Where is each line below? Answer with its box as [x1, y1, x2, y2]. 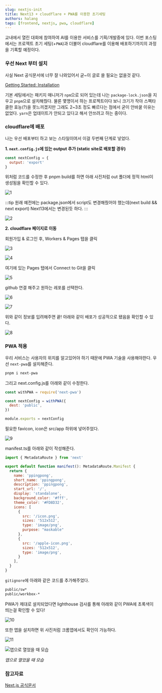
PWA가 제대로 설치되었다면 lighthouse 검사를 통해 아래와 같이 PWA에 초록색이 [5, 601, 154, 607]
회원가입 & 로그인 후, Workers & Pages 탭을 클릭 [5, 236, 98, 242]
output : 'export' [9, 160, 45, 165]
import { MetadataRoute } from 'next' [5, 455, 83, 460]
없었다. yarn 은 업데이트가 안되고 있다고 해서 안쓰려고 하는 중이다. [5, 110, 128, 116]
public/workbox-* [5, 591, 40, 596]
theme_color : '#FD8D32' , [14, 500, 64, 505]
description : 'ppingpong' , [14, 482, 68, 487]
